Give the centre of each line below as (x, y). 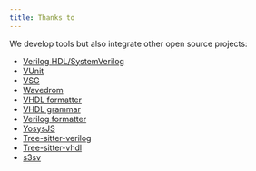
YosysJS (39, 128)
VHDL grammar (52, 109)
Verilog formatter (54, 119)
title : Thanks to (42, 18)
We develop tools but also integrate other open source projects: (128, 43)
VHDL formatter (52, 100)
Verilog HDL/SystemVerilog (74, 61)
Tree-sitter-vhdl (52, 147)
